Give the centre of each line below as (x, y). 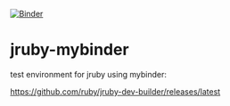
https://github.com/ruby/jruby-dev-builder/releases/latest (115, 91)
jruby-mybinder (70, 50)
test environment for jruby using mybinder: (89, 74)
